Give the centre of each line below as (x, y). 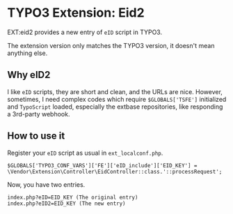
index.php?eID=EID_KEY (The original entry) (73, 197)
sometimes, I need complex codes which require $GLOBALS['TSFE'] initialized (117, 99)
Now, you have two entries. (46, 184)
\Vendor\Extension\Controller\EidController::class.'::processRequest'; (115, 171)
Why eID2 (29, 75)
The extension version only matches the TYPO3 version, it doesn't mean (111, 45)
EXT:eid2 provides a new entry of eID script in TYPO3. (85, 32)
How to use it (36, 136)
